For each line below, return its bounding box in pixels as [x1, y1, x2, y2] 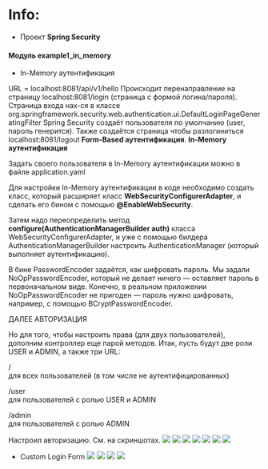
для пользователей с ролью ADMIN [8, 419, 130, 429]
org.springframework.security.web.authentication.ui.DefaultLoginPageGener [8, 110, 261, 119]
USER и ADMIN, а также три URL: [8, 347, 121, 357]
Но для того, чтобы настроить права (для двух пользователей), [8, 330, 226, 339]
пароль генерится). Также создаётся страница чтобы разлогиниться [8, 126, 244, 136]
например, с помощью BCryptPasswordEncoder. [8, 299, 174, 309]
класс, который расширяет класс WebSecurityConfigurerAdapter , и [8, 191, 242, 201]
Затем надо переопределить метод [8, 215, 130, 225]
